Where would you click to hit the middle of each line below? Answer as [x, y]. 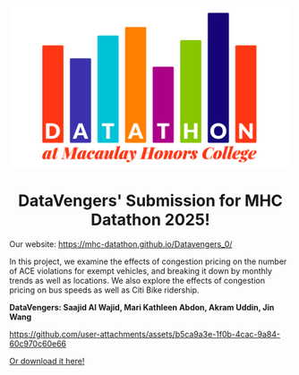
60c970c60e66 [38, 344]
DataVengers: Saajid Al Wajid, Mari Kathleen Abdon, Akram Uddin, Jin [142, 308]
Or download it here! [47, 362]
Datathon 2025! [150, 220]
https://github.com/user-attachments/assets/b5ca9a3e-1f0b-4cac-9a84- [145, 335]
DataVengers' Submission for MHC [150, 200]
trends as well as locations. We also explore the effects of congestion [137, 281]
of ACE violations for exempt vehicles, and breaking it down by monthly [141, 271]
